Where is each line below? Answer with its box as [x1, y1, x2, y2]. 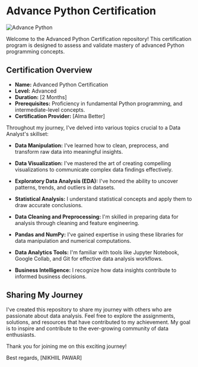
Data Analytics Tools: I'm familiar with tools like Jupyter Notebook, [14, 248, 179, 256]
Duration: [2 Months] [14, 93, 67, 100]
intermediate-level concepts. [14, 106, 85, 113]
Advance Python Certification [6, 4, 157, 18]
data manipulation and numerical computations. [14, 237, 132, 244]
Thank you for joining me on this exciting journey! [6, 343, 127, 350]
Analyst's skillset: [6, 130, 49, 137]
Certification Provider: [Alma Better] [14, 112, 106, 119]
